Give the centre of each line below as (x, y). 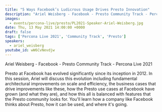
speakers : (15, 41)
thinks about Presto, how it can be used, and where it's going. (66, 104)
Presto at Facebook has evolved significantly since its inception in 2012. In (79, 73)
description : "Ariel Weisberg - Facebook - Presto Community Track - (76, 14)
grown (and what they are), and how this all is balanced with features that (78, 94)
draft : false (18, 32)
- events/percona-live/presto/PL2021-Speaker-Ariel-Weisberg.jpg (76, 23)
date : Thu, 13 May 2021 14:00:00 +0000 (45, 28)
